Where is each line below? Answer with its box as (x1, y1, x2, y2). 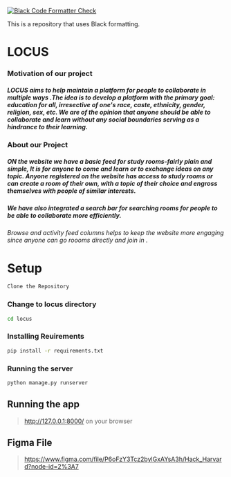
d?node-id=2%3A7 (24, 462, 80, 471)
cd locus (7, 315, 33, 322)
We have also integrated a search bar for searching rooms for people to (7, 204, 218, 212)
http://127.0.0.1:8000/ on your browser (24, 417, 133, 425)
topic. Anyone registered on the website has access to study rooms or (7, 171, 213, 180)
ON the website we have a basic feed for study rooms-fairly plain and (7, 157, 212, 165)
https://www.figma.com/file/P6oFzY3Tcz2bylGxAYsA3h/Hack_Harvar (24, 455, 222, 463)
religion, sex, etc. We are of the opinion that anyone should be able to (7, 108, 211, 116)
